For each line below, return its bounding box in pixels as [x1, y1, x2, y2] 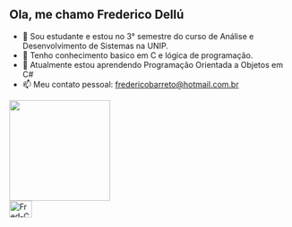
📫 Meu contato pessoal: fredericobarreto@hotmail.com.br [21, 79, 239, 89]
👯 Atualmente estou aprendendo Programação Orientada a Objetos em [21, 59, 284, 70]
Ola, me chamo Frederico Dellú [9, 7, 185, 22]
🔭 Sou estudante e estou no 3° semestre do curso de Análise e [21, 30, 254, 41]
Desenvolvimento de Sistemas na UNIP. [21, 40, 168, 51]
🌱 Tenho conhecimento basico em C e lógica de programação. [21, 49, 253, 61]
